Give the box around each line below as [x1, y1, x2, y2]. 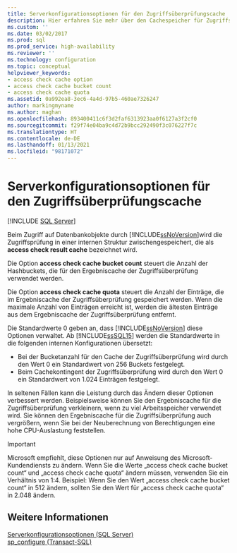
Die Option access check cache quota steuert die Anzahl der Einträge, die [7, 287, 224, 296]
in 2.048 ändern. [7, 491, 56, 499]
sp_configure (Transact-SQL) [7, 537, 92, 546]
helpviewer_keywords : [7, 69, 71, 76]
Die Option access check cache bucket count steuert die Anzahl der [7, 259, 208, 267]
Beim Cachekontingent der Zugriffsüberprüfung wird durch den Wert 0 [17, 367, 224, 376]
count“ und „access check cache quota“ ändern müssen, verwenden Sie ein [7, 468, 229, 477]
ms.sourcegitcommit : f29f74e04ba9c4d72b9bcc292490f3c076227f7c [7, 121, 197, 129]
